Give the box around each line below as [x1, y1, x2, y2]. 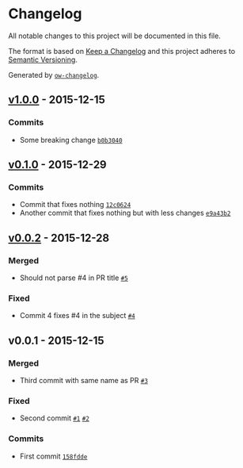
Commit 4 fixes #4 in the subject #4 [19, 311, 136, 320]
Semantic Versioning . [8, 55, 78, 64]
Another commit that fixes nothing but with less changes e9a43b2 [19, 208, 231, 218]
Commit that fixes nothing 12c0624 [19, 200, 131, 209]
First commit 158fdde [19, 451, 88, 461]
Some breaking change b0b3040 [19, 135, 123, 144]
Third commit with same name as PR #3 [19, 375, 149, 385]
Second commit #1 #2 [19, 413, 89, 423]
